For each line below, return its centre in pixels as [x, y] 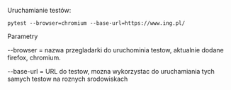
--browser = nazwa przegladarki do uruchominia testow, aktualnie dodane [116, 50]
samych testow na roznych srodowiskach [68, 79]
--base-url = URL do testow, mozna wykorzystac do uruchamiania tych [111, 71]
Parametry [23, 36]
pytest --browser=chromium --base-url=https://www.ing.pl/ [96, 23]
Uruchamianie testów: [39, 10]
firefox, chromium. [34, 57]
